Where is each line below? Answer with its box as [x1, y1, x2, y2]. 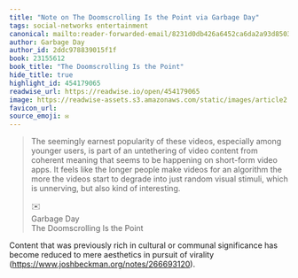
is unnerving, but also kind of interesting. [30, 183, 181, 194]
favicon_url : [9, 104, 58, 112]
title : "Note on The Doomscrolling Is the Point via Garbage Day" [9, 12, 260, 22]
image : [9, 95, 34, 104]
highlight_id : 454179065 [9, 79, 101, 88]
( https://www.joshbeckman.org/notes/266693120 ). [9, 259, 196, 270]
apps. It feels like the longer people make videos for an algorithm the [30, 165, 282, 175]
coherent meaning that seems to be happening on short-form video [30, 155, 278, 166]
